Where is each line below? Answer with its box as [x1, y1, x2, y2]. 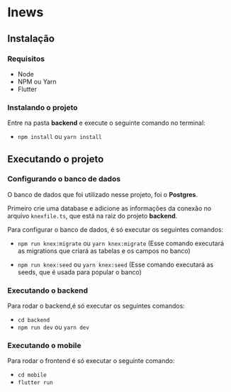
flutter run [17, 379, 53, 386]
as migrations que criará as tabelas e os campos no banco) [17, 246, 191, 255]
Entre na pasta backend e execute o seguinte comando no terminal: [7, 118, 205, 128]
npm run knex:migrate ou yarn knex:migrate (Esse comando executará [17, 239, 225, 247]
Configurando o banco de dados [7, 174, 121, 184]
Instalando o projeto [7, 102, 78, 112]
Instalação [7, 33, 55, 45]
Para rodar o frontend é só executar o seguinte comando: [7, 357, 175, 365]
